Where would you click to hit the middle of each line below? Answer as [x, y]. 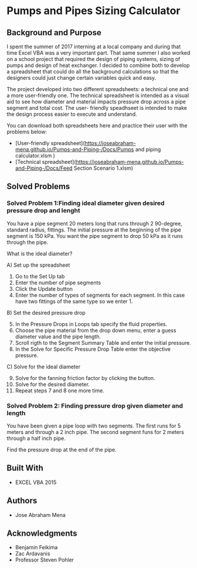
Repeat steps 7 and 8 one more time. [60, 390]
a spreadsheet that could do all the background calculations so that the [93, 71]
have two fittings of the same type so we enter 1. [74, 301]
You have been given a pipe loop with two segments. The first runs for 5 [94, 426]
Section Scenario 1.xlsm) [103, 168]
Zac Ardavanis [33, 554]
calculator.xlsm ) [35, 156]
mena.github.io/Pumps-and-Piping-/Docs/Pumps [74, 149]
